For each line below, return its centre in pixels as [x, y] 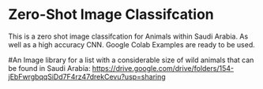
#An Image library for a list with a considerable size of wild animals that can [131, 60]
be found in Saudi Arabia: [49, 68]
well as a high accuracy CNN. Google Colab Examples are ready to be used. [131, 44]
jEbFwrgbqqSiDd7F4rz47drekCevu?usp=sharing [87, 76]
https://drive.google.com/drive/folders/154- [163, 68]
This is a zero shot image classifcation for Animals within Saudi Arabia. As [128, 36]
